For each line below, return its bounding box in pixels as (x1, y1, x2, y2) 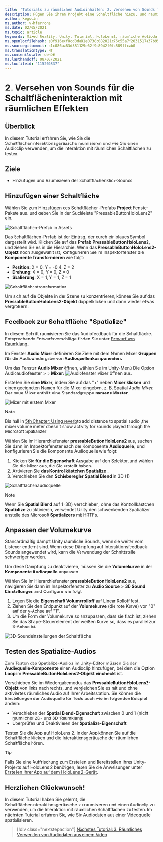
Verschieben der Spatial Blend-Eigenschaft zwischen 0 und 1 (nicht (12, 710, 149, 716)
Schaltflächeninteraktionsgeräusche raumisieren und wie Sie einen (5, 141, 139, 146)
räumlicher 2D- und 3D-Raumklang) (12, 716, 84, 721)
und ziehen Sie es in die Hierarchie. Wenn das (5, 244, 97, 250)
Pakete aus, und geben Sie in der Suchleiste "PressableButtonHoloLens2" (5, 210, 153, 215)
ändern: (5, 701, 21, 707)
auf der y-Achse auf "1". (12, 609, 60, 614)
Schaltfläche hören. (5, 740, 44, 746)
